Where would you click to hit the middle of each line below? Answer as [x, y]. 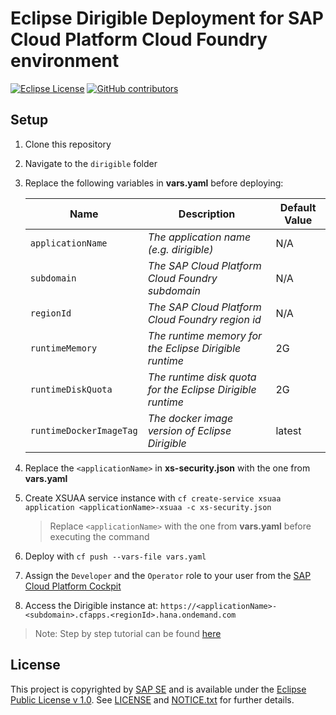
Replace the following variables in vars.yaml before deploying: [154, 183]
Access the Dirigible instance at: [91, 605]
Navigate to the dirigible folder [91, 163]
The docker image [190, 418]
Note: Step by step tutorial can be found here [128, 633]
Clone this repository [68, 144]
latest [288, 430]
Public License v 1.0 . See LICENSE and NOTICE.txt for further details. [152, 699]
